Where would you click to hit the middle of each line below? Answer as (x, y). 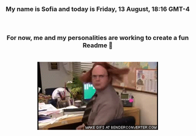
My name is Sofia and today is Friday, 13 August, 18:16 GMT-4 (98, 9)
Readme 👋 (98, 45)
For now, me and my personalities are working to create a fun (98, 38)
